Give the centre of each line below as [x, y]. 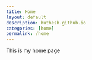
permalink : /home [28, 34]
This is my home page [33, 50]
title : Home [21, 12]
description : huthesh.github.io [46, 23]
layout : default [26, 17]
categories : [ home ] [30, 28]
